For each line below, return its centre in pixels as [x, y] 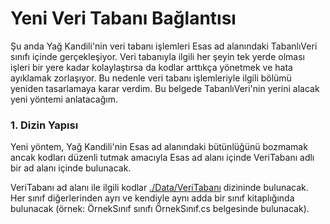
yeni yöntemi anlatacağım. [64, 99]
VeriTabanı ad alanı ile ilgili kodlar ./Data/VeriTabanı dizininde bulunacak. [159, 188]
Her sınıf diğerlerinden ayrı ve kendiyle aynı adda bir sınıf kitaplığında [152, 198]
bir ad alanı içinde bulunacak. [71, 168]
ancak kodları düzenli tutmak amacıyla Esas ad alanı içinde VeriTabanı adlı [162, 158]
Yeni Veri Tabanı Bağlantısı [123, 18]
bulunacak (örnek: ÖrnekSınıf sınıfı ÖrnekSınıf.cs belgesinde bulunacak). [160, 209]
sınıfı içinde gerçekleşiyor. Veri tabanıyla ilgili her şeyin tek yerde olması [157, 56]
